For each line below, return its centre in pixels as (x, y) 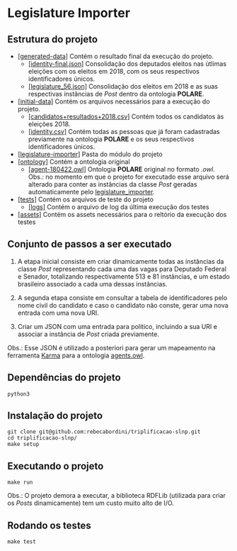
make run (20, 483)
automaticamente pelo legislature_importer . (91, 192)
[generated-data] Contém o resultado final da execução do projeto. (116, 56)
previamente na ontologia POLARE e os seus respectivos (111, 139)
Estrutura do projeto (52, 39)
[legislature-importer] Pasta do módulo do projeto (90, 154)
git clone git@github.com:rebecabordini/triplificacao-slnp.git (104, 432)
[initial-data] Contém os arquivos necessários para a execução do (114, 101)
